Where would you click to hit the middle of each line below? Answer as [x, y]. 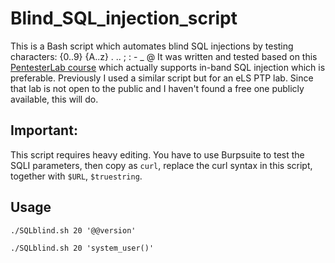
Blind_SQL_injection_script [124, 18]
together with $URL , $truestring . [76, 176]
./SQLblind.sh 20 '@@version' [73, 230]
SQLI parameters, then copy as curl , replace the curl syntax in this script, [161, 165]
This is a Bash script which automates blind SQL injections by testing [152, 46]
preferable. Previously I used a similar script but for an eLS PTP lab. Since [162, 78]
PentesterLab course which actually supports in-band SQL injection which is [168, 67]
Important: [44, 130]
